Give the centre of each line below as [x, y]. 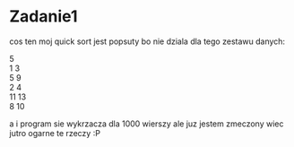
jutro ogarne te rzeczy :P [55, 133]
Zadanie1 [43, 17]
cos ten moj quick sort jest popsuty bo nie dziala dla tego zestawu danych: [147, 41]
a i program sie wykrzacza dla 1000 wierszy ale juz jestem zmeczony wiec [147, 124]
